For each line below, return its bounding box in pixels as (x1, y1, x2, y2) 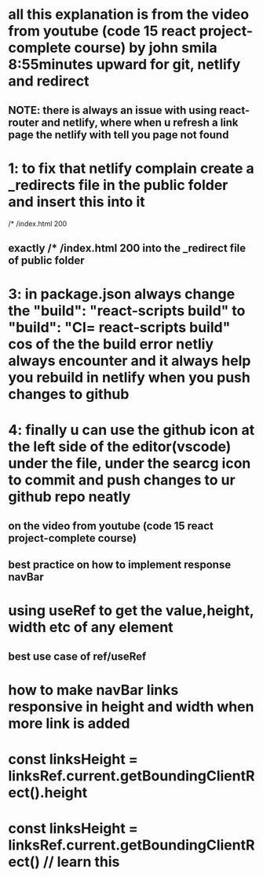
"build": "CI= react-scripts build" (8, 319, 231, 337)
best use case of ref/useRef (8, 649, 147, 663)
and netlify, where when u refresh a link (41, 115, 239, 129)
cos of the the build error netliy (8, 335, 214, 353)
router (8, 115, 39, 129)
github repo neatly (8, 488, 131, 506)
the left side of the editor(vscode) (8, 438, 232, 456)
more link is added (8, 714, 131, 732)
